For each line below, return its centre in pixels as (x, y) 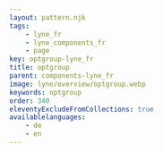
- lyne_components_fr (65, 42)
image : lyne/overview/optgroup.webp (77, 84)
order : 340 (30, 101)
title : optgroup (39, 68)
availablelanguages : (48, 117)
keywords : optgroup (46, 92)
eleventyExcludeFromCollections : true (81, 109)
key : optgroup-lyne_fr (51, 59)
